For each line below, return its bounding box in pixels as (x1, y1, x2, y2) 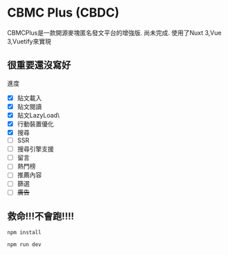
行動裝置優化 (17, 120, 54, 128)
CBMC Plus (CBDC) (7, 5, 120, 21)
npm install (7, 229, 41, 236)
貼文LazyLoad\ (17, 111, 60, 119)
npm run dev (7, 241, 41, 248)
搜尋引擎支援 (17, 145, 54, 153)
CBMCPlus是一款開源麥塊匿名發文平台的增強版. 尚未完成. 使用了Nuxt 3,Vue (7, 28, 222, 37)
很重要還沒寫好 (7, 59, 71, 71)
